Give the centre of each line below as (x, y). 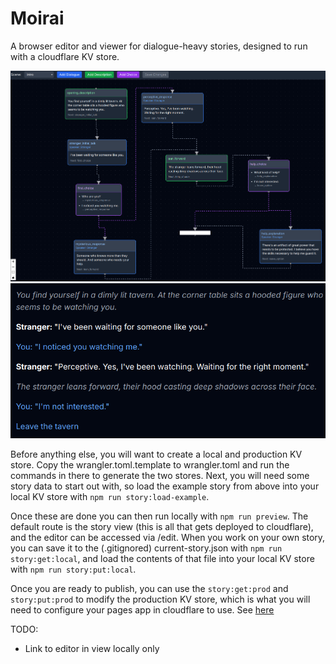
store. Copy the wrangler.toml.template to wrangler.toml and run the (150, 464)
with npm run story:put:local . (73, 569)
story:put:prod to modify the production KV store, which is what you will (160, 599)
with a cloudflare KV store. (65, 56)
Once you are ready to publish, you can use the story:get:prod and (149, 588)
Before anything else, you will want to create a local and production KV (156, 454)
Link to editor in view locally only (92, 648)
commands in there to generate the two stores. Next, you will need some (160, 475)
